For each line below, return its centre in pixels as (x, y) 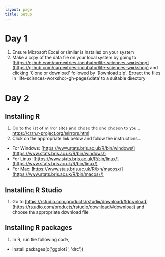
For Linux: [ (24, 159)
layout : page (18, 10)
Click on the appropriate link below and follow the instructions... (77, 139)
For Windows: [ (28, 148)
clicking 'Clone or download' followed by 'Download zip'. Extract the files (86, 73)
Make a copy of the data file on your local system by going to (74, 58)
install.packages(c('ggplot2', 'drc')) (48, 249)
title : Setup (18, 14)
